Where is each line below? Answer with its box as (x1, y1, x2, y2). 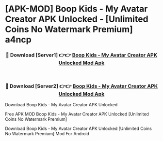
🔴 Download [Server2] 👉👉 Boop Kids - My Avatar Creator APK (5, 83, 158, 90)
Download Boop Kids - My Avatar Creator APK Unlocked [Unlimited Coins (5, 126, 152, 131)
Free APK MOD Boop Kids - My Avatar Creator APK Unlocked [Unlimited (5, 111, 149, 117)
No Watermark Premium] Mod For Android (5, 130, 90, 136)
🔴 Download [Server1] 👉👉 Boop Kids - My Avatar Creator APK (5, 52, 158, 58)
